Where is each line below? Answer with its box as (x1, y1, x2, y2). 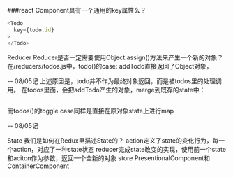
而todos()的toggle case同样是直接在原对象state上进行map (7, 106, 174, 115)
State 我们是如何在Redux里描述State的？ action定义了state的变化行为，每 (7, 136, 219, 145)
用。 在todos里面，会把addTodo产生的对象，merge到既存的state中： (7, 85, 206, 94)
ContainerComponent (7, 162, 70, 170)
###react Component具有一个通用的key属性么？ (7, 6, 146, 14)
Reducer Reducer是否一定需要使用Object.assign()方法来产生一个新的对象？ (7, 53, 223, 62)
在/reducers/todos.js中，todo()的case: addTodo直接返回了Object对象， (7, 62, 213, 70)
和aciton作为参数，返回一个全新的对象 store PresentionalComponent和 (7, 153, 211, 162)
